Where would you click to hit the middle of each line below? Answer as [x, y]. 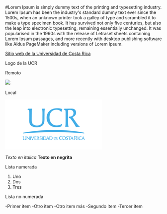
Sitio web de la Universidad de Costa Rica [48, 53]
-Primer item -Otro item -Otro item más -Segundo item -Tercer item [74, 206]
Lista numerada [21, 167]
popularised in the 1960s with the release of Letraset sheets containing [78, 33]
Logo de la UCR [21, 63]
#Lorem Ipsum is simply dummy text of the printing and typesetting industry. [83, 7]
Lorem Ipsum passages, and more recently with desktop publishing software [83, 39]
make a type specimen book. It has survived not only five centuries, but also [83, 23]
